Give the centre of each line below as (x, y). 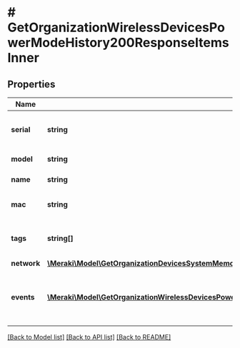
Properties (31, 84)
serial (21, 129)
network (26, 263)
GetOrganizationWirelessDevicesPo (116, 27)
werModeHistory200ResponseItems (119, 43)
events (23, 297)
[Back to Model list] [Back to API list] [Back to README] (89, 337)
